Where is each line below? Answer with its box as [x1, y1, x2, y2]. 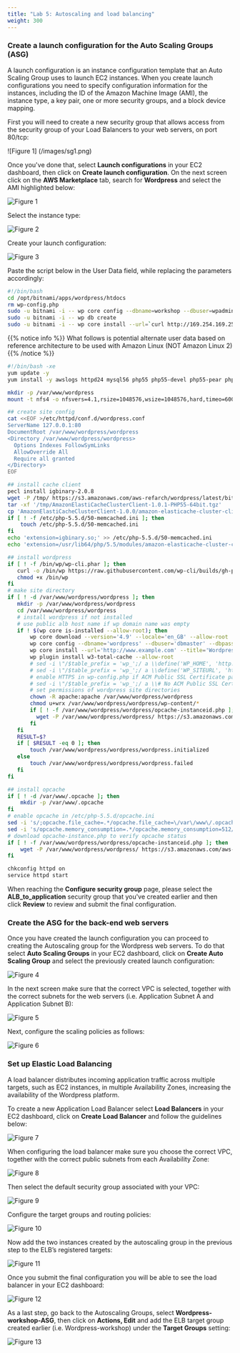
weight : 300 [7, 17, 43, 24]
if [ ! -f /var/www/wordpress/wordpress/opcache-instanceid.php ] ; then [7, 839, 229, 847]
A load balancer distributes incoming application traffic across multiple [7, 1075, 216, 1084]
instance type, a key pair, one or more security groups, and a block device [7, 96, 226, 104]
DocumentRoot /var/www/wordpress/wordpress [7, 429, 139, 436]
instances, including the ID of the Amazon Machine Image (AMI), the [7, 89, 209, 97]
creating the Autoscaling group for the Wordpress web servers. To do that [7, 942, 225, 950]
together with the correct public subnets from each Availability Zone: [7, 1154, 209, 1163]
